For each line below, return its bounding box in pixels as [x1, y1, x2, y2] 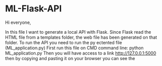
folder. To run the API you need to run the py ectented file [5, 39, 122, 45]
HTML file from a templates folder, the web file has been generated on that [5, 34, 157, 40]
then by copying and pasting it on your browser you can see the [5, 55, 135, 61]
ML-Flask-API [5, 3, 62, 14]
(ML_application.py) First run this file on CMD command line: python [5, 45, 144, 51]
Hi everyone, [5, 19, 31, 25]
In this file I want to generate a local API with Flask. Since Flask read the [5, 29, 152, 35]
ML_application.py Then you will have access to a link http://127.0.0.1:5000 [5, 50, 157, 56]
